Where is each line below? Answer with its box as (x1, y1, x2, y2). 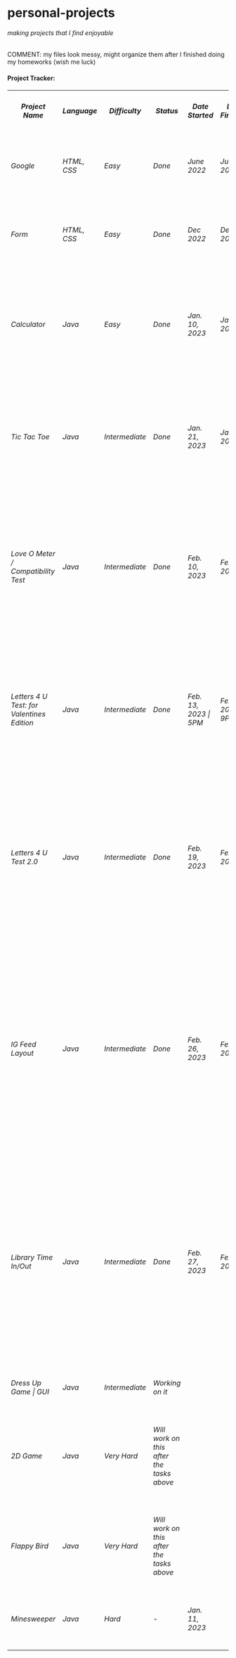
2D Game (11, 1451, 43, 1461)
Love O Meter (11, 548, 56, 558)
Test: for (11, 701, 39, 711)
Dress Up (11, 1378, 42, 1387)
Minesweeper (11, 1614, 56, 1624)
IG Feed (11, 1039, 37, 1049)
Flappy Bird (11, 1541, 49, 1551)
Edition (11, 718, 34, 728)
